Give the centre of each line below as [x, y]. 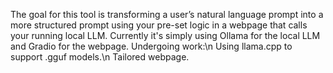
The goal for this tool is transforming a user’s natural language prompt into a [167, 14]
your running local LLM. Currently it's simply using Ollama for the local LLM [165, 35]
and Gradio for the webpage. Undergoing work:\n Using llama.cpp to [151, 46]
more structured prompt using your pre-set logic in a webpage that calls [159, 25]
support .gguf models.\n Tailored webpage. [100, 57]
